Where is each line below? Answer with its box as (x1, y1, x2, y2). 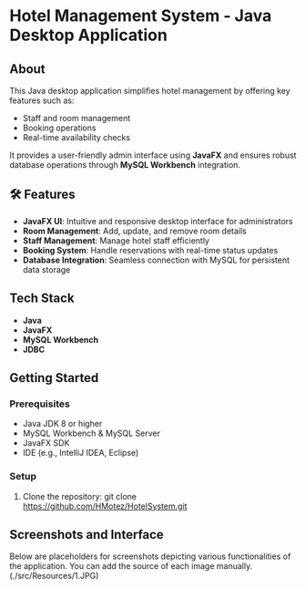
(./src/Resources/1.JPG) (9, 571, 99, 582)
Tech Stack (9, 291, 75, 306)
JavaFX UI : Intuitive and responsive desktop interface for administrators (22, 215, 293, 226)
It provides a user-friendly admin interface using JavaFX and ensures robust (9, 150, 297, 160)
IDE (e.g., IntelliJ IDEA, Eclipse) (22, 448, 139, 459)
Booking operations (22, 122, 97, 133)
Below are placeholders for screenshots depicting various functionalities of (9, 551, 291, 562)
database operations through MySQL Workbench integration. (9, 160, 241, 170)
